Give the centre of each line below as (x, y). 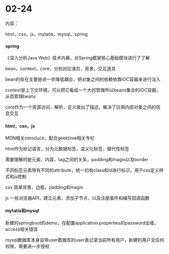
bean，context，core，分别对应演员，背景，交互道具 (61, 69)
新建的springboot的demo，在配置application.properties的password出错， (82, 223)
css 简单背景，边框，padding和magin (44, 187)
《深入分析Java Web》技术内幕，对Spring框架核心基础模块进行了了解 (78, 58)
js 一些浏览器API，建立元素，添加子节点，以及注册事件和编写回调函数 (77, 198)
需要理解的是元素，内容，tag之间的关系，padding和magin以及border (77, 160)
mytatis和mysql (22, 211)
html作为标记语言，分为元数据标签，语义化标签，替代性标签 (67, 149)
